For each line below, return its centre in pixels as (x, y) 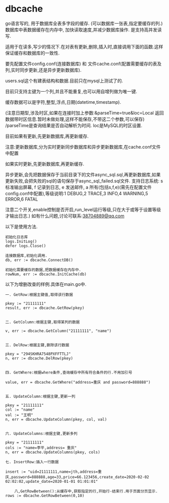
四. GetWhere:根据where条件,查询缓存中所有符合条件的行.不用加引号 (69, 372)
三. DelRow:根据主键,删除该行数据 (37, 345)
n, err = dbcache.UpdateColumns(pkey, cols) (53, 452)
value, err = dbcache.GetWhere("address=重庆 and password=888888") (78, 382)
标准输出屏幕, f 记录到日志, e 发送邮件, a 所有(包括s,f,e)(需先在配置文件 (79, 187)
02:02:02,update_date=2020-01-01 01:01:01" (52, 481)
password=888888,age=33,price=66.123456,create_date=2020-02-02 (80, 477)
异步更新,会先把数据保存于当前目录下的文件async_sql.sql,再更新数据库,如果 (83, 174)
